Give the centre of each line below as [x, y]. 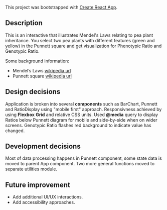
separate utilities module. [31, 169]
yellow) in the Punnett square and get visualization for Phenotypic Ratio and [83, 46]
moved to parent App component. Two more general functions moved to [80, 164]
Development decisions [43, 146]
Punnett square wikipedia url [42, 76]
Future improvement [38, 185]
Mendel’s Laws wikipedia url [42, 70]
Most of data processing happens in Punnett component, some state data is [83, 158]
